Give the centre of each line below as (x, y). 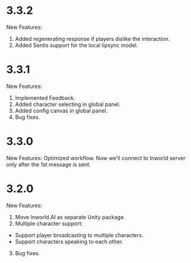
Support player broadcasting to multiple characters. (79, 235)
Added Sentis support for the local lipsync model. (77, 45)
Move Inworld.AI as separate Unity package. (70, 217)
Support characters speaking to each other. (69, 241)
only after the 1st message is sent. (49, 164)
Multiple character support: (49, 223)
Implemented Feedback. (45, 97)
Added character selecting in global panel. (67, 104)
